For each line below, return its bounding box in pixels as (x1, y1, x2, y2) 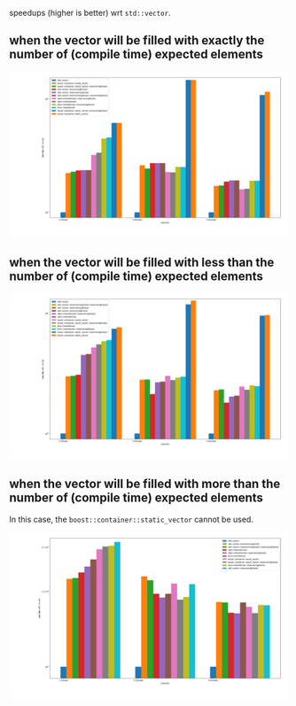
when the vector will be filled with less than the (9, 254, 275, 269)
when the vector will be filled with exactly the (9, 33, 265, 48)
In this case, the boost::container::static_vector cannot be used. (9, 514, 254, 524)
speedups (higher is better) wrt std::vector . (9, 8, 171, 18)
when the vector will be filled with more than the (9, 477, 281, 492)
